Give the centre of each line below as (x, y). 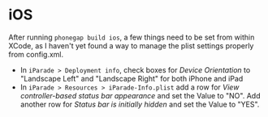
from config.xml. (36, 54)
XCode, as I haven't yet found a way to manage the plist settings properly (131, 45)
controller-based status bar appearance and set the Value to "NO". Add (140, 95)
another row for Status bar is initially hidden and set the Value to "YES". (140, 104)
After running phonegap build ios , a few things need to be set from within (132, 37)
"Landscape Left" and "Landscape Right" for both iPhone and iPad (132, 78)
